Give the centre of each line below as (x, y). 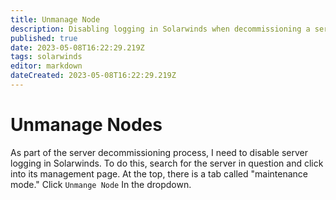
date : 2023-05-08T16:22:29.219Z (77, 47)
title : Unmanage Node (55, 19)
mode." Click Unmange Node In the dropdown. (101, 184)
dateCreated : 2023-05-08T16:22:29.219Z (93, 76)
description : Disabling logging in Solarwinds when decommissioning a (160, 29)
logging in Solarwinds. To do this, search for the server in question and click (167, 163)
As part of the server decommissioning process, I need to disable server (159, 152)
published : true (44, 38)
